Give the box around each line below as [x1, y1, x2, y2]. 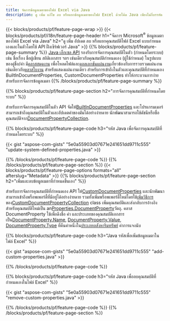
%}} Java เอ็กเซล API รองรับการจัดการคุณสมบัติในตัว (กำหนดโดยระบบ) [39, 49, 164, 56]
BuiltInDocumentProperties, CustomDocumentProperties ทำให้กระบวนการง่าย [6, 72, 159, 79]
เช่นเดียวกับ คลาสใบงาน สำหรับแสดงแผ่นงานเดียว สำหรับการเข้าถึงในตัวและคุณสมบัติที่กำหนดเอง [6, 66, 164, 73]
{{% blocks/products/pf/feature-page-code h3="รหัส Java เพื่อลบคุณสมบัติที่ [6, 273, 156, 279]
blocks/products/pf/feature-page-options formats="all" [6, 167, 121, 173]
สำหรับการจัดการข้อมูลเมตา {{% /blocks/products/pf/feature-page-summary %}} [6, 78, 162, 84]
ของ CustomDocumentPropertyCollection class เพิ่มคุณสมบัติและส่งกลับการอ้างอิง [6, 200, 157, 206]
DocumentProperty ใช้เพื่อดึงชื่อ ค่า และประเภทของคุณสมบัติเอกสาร [6, 211, 124, 217]
